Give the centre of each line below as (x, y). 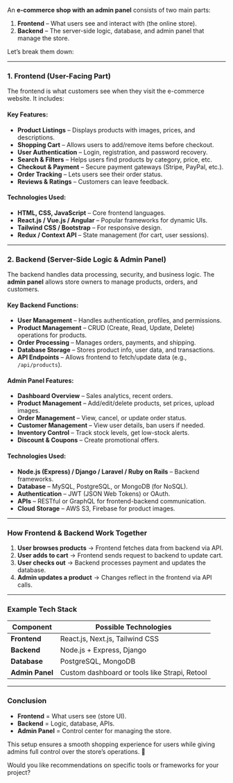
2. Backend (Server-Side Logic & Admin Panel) (87, 259)
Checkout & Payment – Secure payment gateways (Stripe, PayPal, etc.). (120, 166)
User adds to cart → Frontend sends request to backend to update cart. (120, 555)
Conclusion (27, 701)
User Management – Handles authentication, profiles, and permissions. (119, 320)
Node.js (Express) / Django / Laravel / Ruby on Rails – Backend (108, 472)
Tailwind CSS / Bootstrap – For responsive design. (89, 227)
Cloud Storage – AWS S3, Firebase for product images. (96, 508)
